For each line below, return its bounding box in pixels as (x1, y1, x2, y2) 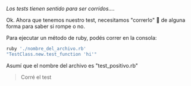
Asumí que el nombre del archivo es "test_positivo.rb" (6, 62, 139, 69)
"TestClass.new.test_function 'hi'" (6, 51, 97, 57)
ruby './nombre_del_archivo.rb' (6, 46, 86, 52)
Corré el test (20, 74, 52, 81)
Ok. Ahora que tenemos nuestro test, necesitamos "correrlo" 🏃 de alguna (6, 17, 186, 23)
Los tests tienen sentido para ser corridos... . (6, 5, 115, 12)
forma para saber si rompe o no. (6, 23, 85, 30)
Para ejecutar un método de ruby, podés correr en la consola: (6, 34, 157, 41)
